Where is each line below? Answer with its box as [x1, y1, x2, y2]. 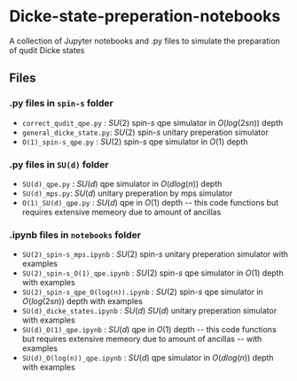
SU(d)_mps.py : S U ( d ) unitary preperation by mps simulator [21, 188, 233, 198]
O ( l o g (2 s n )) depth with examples [21, 296, 144, 307]
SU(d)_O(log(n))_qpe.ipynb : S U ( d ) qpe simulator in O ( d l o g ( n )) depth [21, 353, 274, 363]
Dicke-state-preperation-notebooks [9, 6, 281, 27]
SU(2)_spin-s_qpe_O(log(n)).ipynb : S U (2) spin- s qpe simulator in [21, 286, 263, 298]
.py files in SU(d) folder [9, 158, 109, 170]
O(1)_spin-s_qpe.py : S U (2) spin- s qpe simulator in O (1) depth [21, 136, 248, 147]
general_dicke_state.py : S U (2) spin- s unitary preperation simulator [21, 127, 269, 137]
